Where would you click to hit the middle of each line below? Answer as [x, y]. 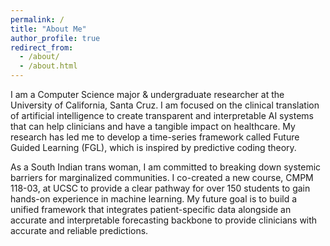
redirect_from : [42, 47]
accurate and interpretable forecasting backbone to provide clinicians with [164, 220]
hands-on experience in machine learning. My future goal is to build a [154, 199]
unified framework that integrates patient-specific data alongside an [151, 209]
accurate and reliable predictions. [79, 230]
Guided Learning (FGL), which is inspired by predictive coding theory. [153, 147]
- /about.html [48, 66]
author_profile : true [55, 38]
